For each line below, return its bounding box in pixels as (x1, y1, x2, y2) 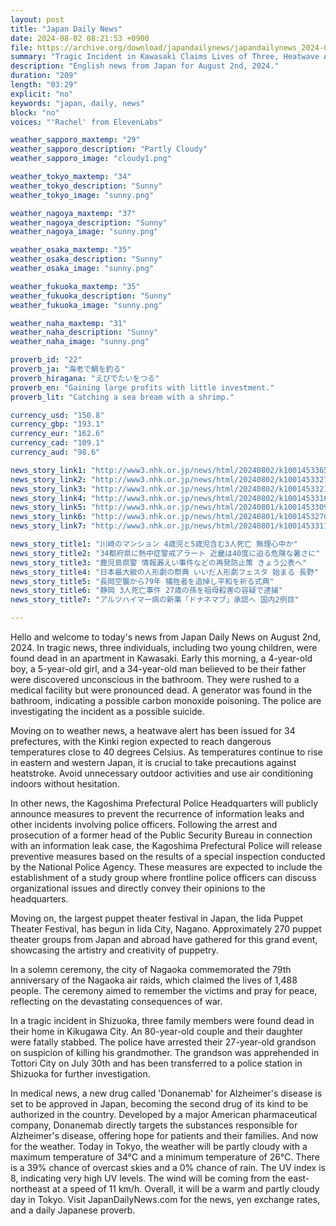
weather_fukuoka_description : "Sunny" (10, 291, 172, 301)
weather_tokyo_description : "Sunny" (10, 181, 163, 191)
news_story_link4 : (10, 493, 87, 503)
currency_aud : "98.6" (10, 447, 101, 457)
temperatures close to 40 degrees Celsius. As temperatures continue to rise (10, 746, 323, 758)
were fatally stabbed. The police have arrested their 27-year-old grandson (10, 1036, 317, 1048)
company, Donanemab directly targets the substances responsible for (10, 1119, 298, 1131)
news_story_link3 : (10, 484, 87, 494)
